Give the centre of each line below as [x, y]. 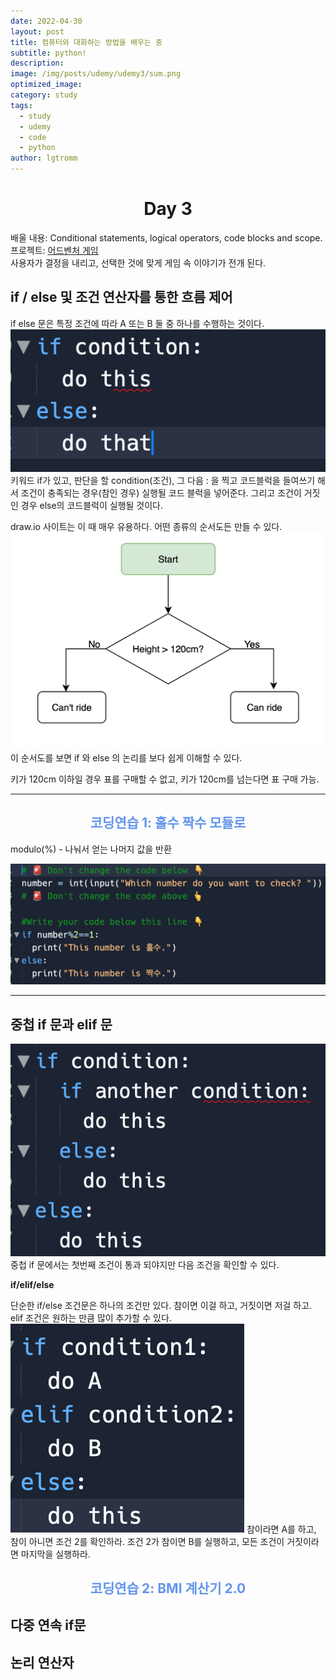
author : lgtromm [44, 158]
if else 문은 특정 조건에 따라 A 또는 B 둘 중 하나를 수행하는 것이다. [137, 323]
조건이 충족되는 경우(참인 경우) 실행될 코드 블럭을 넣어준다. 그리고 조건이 [161, 492]
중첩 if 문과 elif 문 [61, 1024]
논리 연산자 [42, 1662]
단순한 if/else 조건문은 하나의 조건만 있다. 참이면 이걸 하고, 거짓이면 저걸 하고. [161, 1305]
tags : [21, 105]
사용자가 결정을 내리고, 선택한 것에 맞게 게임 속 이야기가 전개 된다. [138, 262]
